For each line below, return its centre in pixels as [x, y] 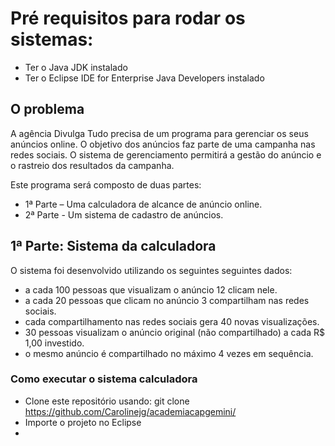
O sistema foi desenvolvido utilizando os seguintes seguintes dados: [151, 270]
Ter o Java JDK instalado [76, 67]
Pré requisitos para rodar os [128, 18]
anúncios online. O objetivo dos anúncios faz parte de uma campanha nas [163, 144]
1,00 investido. [54, 343]
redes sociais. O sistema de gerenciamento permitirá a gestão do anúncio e [166, 154]
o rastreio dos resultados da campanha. [92, 165]
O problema [47, 109]
